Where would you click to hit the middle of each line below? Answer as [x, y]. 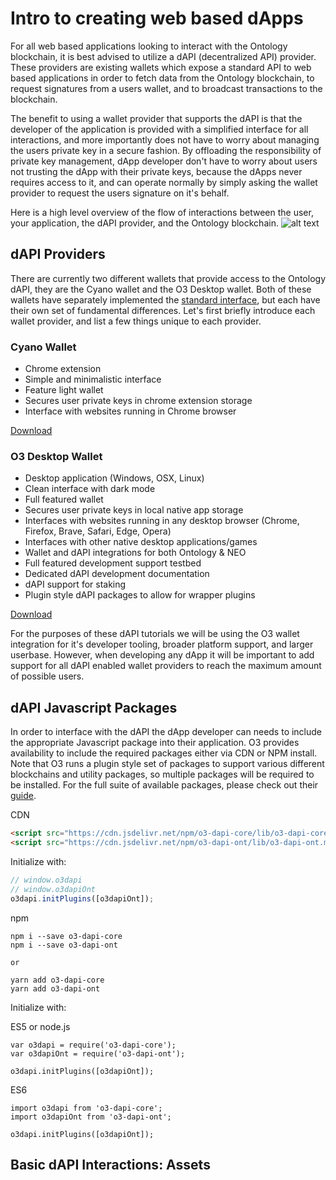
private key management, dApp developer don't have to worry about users [164, 161]
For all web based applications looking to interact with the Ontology [149, 46]
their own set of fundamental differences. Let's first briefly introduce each [163, 310]
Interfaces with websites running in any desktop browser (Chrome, [162, 521]
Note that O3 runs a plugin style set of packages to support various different [167, 764]
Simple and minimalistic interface [93, 379]
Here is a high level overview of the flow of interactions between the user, [162, 212]
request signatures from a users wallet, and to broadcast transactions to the [166, 88]
